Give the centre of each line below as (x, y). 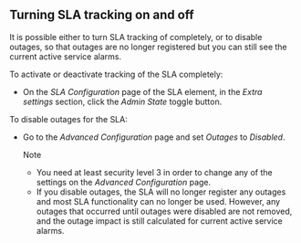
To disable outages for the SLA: (68, 119)
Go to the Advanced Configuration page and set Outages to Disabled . (154, 137)
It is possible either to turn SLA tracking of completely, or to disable (136, 37)
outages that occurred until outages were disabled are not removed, (164, 211)
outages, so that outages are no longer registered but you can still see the (148, 47)
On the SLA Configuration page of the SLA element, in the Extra (142, 91)
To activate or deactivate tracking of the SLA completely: (116, 74)
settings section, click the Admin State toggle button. (122, 101)
